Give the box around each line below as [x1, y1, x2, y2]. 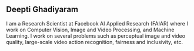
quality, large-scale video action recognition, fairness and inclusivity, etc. [6, 38, 183, 45]
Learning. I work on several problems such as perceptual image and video [6, 32, 186, 39]
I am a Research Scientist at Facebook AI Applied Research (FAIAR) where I [6, 20, 188, 27]
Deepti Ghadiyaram [6, 5, 78, 14]
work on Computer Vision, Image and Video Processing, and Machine [6, 26, 175, 33]
